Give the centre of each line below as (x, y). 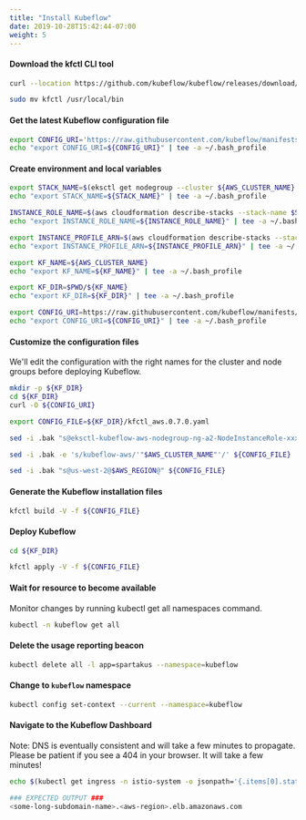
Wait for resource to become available (83, 588)
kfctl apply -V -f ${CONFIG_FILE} (75, 567)
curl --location (40, 83)
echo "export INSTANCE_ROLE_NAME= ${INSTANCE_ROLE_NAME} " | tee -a (138, 221)
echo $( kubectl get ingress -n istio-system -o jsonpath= (122, 781)
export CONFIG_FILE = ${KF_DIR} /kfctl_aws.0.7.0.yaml (109, 421)
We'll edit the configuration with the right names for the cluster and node (146, 362)
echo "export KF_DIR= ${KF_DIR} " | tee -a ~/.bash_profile (122, 296)
